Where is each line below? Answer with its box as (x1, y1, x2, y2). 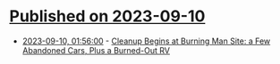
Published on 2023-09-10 (9, 6, 206, 27)
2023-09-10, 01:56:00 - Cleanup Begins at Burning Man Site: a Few (21, 36, 271, 46)
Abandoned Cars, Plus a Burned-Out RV (21, 44, 170, 55)
